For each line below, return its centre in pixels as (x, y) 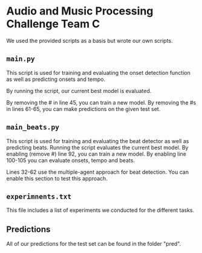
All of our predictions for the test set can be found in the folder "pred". (94, 244)
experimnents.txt (39, 196)
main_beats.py (33, 127)
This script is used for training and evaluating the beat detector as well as (98, 141)
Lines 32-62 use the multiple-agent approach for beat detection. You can (98, 172)
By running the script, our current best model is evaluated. (79, 91)
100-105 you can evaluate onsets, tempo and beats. (70, 160)
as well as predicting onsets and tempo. (56, 79)
